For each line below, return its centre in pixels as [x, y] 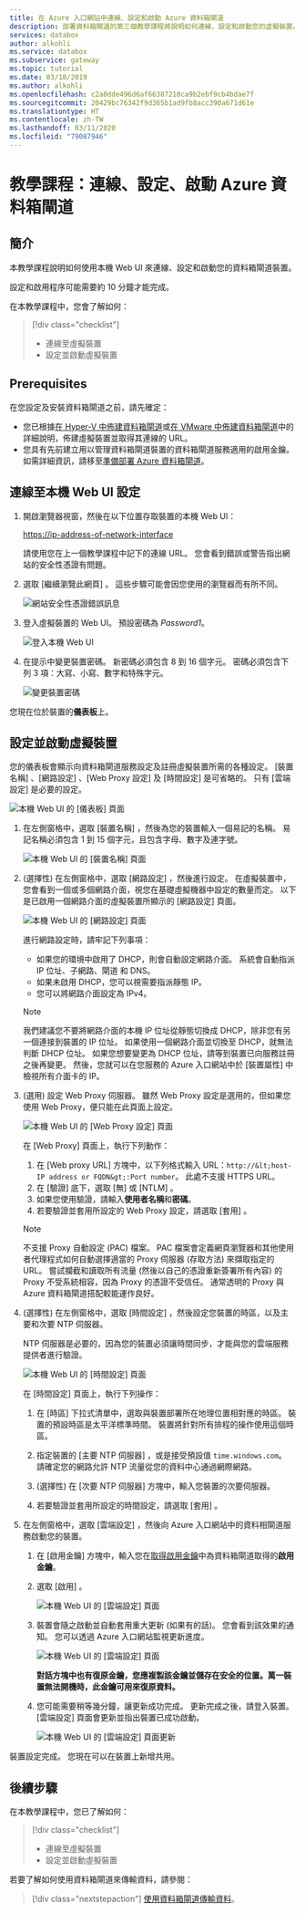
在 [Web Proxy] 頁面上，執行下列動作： [96, 1146]
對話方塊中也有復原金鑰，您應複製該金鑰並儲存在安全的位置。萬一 [160, 1676]
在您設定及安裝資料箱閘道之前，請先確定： [89, 407]
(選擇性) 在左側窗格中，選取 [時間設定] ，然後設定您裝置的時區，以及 [152, 1313]
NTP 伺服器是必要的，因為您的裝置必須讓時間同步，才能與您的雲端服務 [156, 1344]
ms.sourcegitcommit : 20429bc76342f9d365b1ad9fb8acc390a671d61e [132, 103]
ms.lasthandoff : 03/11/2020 [63, 129]
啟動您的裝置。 [59, 1536]
